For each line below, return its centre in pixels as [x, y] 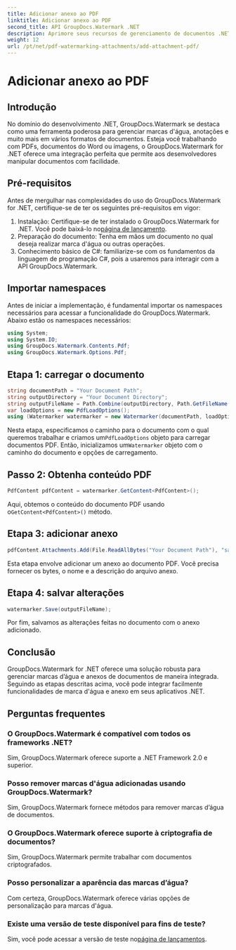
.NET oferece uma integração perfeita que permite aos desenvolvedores [112, 154]
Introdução [32, 107]
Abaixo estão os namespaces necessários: [69, 320]
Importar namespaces [57, 288]
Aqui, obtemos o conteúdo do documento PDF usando [86, 504]
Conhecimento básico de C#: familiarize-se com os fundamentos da [116, 251]
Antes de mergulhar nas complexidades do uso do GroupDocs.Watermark [114, 200]
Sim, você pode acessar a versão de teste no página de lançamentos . [107, 939]
